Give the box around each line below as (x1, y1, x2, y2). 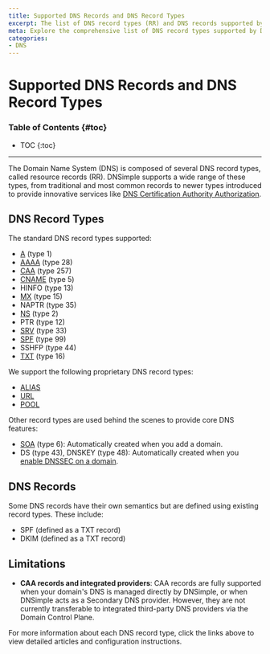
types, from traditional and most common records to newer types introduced (8, 180, 262, 190)
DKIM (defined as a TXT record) (19, 533, 126, 543)
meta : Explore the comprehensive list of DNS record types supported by (8, 27, 257, 35)
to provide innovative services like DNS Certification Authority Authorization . (8, 189, 262, 198)
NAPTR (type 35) (19, 300, 77, 310)
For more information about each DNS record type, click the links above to (8, 628, 255, 638)
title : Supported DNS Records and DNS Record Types (8, 11, 185, 20)
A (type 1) (19, 249, 52, 259)
